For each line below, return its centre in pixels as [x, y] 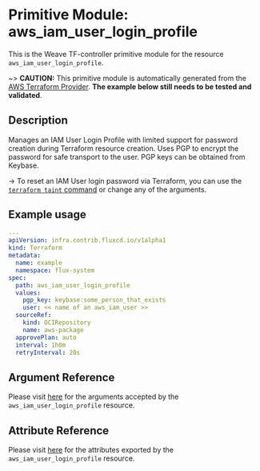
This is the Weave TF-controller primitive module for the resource [116, 54]
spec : [17, 278]
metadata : [25, 256]
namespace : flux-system [55, 270]
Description [38, 121]
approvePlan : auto [46, 337]
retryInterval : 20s [48, 352]
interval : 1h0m [41, 345]
